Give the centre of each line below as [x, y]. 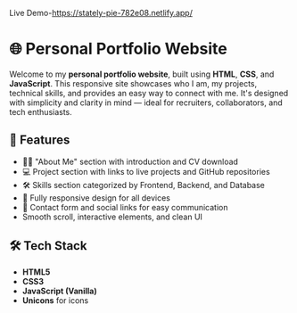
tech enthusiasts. [41, 111]
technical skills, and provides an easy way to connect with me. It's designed [149, 93]
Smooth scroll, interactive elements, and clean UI [112, 217]
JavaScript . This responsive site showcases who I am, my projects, [133, 83]
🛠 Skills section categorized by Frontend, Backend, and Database [144, 185]
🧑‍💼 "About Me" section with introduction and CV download [130, 161]
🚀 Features [40, 140]
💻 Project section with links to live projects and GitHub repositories [146, 171]
